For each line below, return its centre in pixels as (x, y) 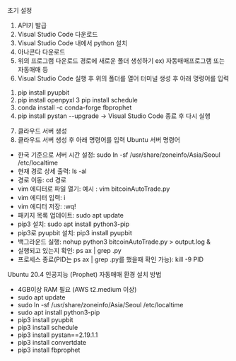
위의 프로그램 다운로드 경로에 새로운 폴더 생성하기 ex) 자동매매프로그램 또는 (121, 61)
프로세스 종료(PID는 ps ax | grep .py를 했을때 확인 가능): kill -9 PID (110, 259)
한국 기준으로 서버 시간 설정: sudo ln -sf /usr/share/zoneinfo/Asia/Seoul (119, 155)
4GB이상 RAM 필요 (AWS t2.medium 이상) (77, 289)
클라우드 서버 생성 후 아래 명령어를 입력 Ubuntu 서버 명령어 (99, 140)
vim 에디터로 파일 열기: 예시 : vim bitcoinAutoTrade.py (94, 189)
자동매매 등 (33, 70)
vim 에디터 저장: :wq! (47, 206)
